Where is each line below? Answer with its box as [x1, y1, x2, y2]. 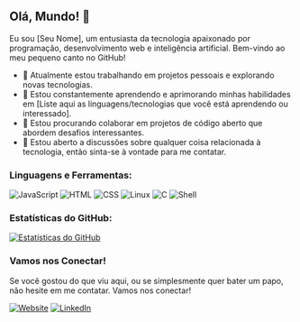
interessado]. [22, 107, 72, 118]
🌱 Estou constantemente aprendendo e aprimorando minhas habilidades [22, 88, 291, 99]
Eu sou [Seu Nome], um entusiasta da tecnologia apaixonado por [9, 32, 250, 43]
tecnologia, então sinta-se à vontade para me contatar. [22, 146, 227, 157]
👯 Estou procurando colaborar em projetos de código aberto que [22, 117, 263, 128]
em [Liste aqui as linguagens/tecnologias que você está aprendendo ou [22, 98, 288, 109]
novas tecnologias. [22, 78, 93, 90]
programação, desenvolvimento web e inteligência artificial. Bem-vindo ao [9, 42, 286, 53]
